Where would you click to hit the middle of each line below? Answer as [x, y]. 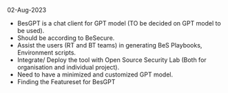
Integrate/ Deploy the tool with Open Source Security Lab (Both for [112, 60]
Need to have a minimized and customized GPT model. [95, 74]
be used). [31, 31]
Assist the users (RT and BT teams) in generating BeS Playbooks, [110, 45]
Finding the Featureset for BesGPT [66, 82]
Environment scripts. [46, 52]
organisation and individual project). [68, 67]
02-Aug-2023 [27, 10]
